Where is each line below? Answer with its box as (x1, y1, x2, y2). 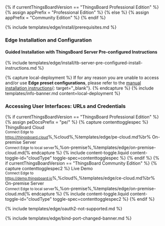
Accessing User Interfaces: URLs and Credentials (5, 103, 126, 110)
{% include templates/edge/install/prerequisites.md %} (5, 24, 117, 30)
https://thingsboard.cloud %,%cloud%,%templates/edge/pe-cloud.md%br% (5, 134, 151, 140)
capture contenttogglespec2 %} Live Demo (5, 166, 93, 172)
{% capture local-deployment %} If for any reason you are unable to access (5, 75, 159, 81)
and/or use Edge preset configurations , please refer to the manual (5, 80, 141, 86)
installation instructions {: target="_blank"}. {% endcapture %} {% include (5, 85, 154, 91)
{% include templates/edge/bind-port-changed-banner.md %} (5, 215, 132, 222)
